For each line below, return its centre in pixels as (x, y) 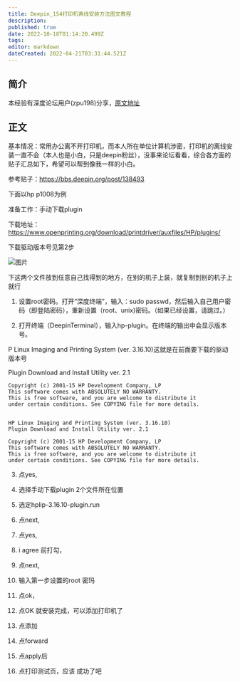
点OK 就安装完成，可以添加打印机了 (71, 610)
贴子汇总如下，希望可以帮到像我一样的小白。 (74, 164)
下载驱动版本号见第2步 (41, 247)
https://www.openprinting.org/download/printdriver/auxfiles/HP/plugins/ (114, 232)
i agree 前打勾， (42, 550)
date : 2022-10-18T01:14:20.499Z (56, 34)
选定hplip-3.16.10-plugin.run (59, 504)
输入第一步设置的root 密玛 (57, 580)
